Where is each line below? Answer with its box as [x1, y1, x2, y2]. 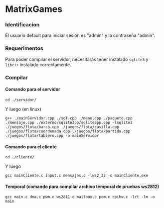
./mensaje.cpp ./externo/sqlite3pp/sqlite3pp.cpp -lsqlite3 [5, 120, 133, 125]
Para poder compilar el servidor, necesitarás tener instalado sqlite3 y [5, 56, 149, 62]
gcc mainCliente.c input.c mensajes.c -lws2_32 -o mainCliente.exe [5, 173, 149, 178]
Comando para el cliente [5, 143, 57, 150]
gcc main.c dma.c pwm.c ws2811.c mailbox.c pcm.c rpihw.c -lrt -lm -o [5, 195, 155, 200]
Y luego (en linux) [5, 106, 41, 112]
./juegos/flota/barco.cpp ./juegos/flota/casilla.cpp [5, 124, 120, 129]
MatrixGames [5, 3, 63, 15]
